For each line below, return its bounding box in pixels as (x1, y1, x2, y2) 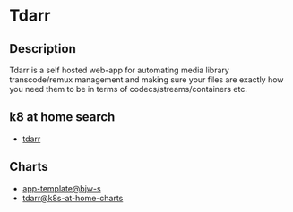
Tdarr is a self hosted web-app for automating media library (9, 64, 230, 75)
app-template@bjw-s (22, 182, 101, 193)
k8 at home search (9, 109, 116, 125)
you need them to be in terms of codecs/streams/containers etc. (9, 84, 248, 94)
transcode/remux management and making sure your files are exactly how (9, 74, 284, 85)
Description (9, 41, 76, 56)
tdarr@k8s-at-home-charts (22, 192, 124, 203)
